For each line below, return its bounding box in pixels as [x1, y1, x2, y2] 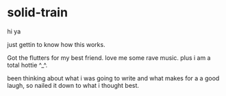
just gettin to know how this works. [7, 40, 105, 48]
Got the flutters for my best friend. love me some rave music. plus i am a [7, 53, 211, 62]
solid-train [7, 5, 68, 20]
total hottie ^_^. [7, 61, 48, 69]
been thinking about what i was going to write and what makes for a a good [7, 74, 220, 82]
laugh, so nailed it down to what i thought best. [7, 81, 139, 89]
